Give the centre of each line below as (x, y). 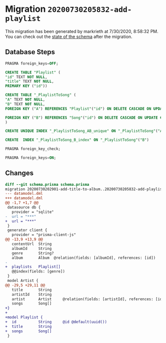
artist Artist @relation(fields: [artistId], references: (83, 299)
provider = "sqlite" (33, 212)
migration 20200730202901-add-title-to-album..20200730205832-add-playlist (85, 189)
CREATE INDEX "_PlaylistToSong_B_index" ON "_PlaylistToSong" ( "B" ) (77, 140)
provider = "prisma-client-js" (44, 235)
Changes (19, 173)
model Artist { (23, 281)
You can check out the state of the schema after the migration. (69, 36)
